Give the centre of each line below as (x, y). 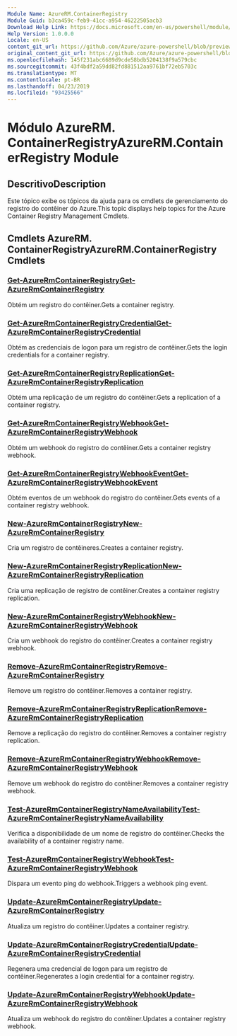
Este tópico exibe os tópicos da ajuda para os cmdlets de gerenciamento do (117, 201)
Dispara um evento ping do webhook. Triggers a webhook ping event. (108, 884)
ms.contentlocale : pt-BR (44, 80)
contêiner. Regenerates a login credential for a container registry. (101, 976)
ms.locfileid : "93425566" (45, 93)
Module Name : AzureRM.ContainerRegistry (68, 14)
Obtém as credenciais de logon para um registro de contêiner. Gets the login (117, 347)
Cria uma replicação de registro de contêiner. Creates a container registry (114, 590)
